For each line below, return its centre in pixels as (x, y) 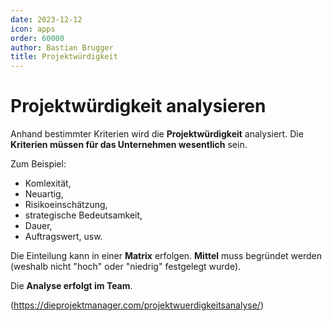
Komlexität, (48, 183)
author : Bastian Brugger (62, 47)
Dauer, (38, 226)
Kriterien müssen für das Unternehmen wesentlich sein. (129, 145)
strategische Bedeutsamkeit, (83, 215)
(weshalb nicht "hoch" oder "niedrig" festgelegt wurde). (126, 267)
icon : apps (33, 29)
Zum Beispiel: (38, 164)
